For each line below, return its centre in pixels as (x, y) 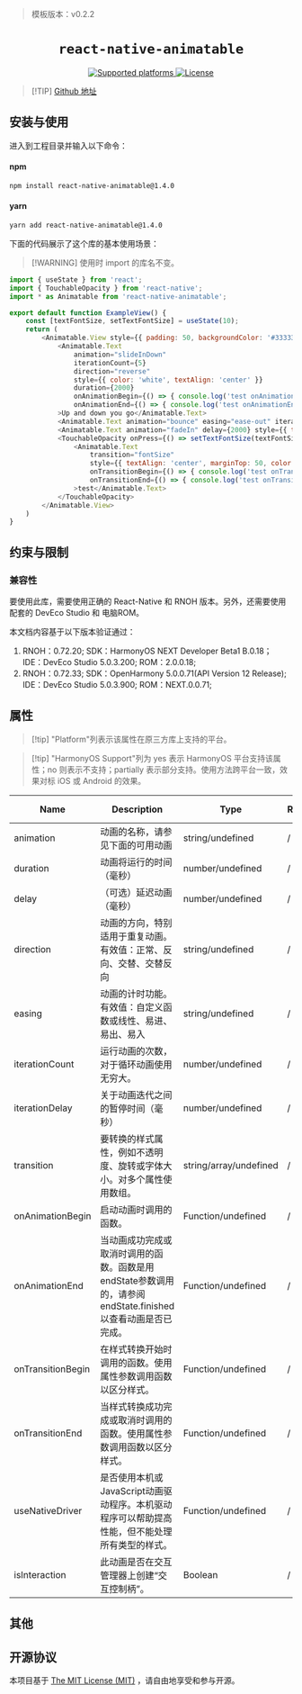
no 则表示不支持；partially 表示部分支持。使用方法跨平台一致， (164, 770)
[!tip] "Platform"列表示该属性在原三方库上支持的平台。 (131, 739)
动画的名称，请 (132, 832)
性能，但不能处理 (136, 1531)
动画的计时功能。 (136, 994)
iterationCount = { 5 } (110, 363)
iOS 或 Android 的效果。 (102, 780)
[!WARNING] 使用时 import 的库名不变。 (105, 262)
